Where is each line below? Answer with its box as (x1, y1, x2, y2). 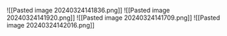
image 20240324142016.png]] (6, 21, 95, 29)
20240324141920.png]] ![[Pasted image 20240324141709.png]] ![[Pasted (6, 13, 221, 22)
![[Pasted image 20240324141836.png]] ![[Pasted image (6, 6, 171, 14)
